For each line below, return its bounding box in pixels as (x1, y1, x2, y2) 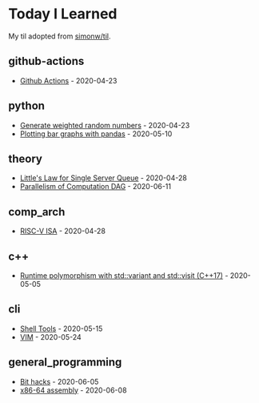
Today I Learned (8, 5, 118, 23)
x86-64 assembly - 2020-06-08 (19, 385, 127, 395)
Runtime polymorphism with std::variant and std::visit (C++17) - (19, 271, 229, 280)
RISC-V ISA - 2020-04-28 (19, 226, 106, 236)
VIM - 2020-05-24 (19, 332, 82, 341)
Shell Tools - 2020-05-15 (19, 324, 103, 333)
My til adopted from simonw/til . (8, 31, 111, 41)
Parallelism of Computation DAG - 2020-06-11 (19, 182, 172, 191)
